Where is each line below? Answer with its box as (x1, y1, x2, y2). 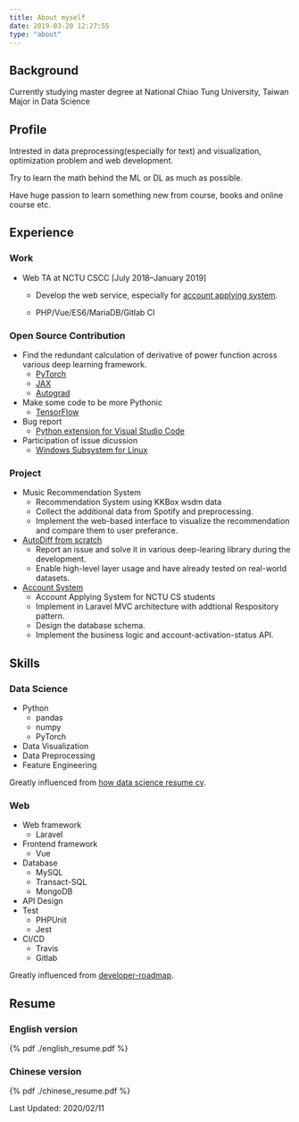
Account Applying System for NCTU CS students (35, 592, 216, 603)
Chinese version (9, 1065, 82, 1077)
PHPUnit (35, 915, 67, 925)
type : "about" (9, 30, 62, 38)
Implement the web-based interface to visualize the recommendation (35, 516, 290, 527)
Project (9, 467, 42, 479)
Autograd (35, 387, 71, 398)
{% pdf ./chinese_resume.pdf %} (9, 1085, 131, 1096)
